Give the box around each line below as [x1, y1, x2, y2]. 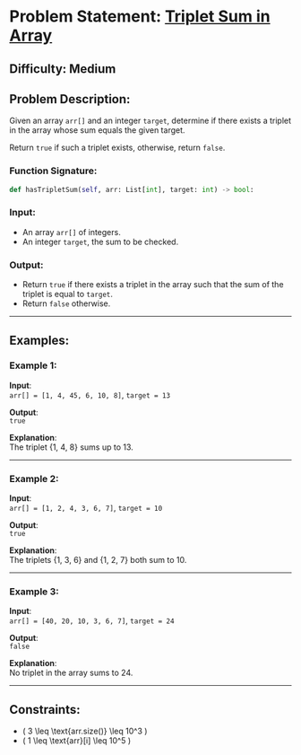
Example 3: [9, 585, 60, 598]
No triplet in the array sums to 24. [9, 667, 133, 679]
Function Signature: [9, 164, 98, 177]
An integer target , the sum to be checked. [21, 236, 179, 247]
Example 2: [9, 472, 59, 485]
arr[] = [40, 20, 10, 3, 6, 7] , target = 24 [9, 615, 175, 626]
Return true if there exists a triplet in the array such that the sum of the [21, 279, 284, 290]
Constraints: [9, 702, 81, 717]
